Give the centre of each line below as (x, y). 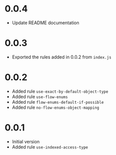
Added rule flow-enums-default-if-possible (58, 102)
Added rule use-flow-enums (40, 97)
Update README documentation (46, 23)
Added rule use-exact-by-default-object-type (60, 91)
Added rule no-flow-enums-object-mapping (55, 107)
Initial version (26, 141)
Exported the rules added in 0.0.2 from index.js (62, 57)
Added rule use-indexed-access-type (50, 147)
